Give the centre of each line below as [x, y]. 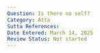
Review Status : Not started [47, 39]
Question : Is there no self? [49, 13]
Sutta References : [33, 26]
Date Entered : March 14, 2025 [50, 33]
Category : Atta [29, 20]
